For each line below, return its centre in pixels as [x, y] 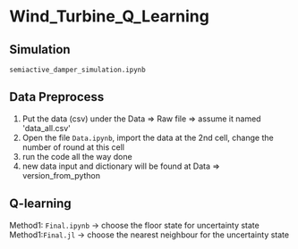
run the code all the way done [77, 156]
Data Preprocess [57, 97]
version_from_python [61, 175]
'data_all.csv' [47, 128]
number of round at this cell [73, 147]
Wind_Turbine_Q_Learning [110, 17]
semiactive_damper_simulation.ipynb [77, 70]
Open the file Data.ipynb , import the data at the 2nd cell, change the [148, 137]
